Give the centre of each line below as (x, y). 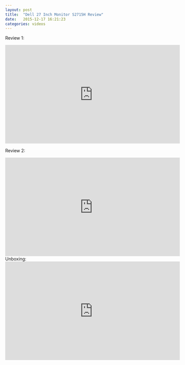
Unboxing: (16, 259)
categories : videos (25, 24)
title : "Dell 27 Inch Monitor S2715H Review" (54, 15)
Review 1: (15, 38)
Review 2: (15, 151)
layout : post (19, 10)
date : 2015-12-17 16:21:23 (35, 19)
